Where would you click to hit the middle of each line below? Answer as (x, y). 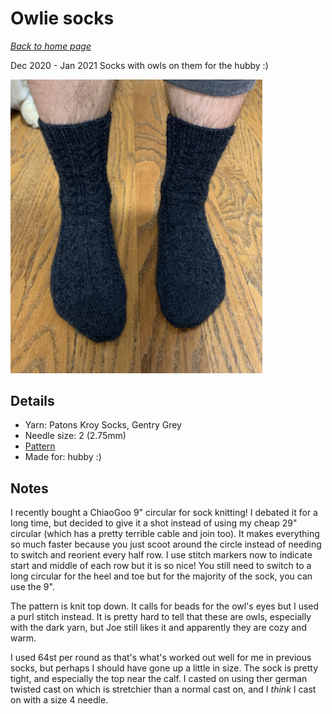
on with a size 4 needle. (59, 700)
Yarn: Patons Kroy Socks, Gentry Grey (103, 425)
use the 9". (32, 587)
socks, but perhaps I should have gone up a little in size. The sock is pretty (164, 668)
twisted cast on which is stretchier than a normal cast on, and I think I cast (163, 689)
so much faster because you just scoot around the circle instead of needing (166, 544)
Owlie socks (62, 18)
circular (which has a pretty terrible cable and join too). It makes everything (165, 534)
